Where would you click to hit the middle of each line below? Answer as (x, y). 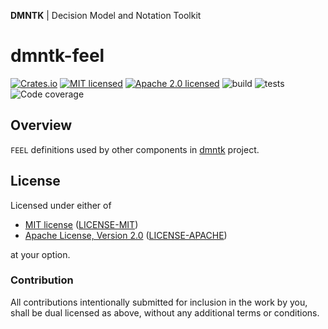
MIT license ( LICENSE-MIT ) (81, 224)
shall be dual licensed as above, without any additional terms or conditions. (165, 312)
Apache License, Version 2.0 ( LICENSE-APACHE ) (126, 235)
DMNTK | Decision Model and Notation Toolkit (106, 15)
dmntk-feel (57, 56)
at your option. (40, 254)
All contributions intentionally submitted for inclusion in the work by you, (159, 302)
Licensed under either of (61, 205)
